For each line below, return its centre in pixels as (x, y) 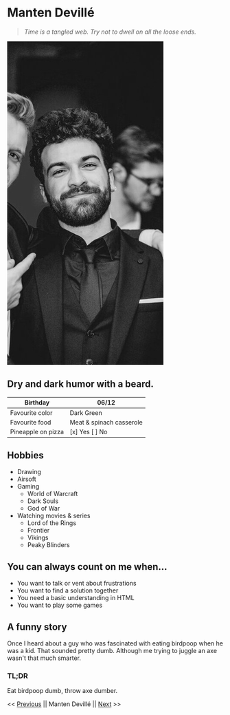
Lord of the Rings (52, 523)
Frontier (38, 531)
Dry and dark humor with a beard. (81, 384)
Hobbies (26, 455)
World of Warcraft (53, 494)
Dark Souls (43, 501)
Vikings (38, 537)
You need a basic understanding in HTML (76, 598)
